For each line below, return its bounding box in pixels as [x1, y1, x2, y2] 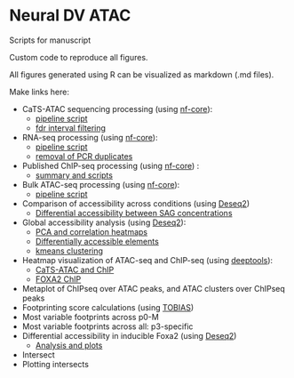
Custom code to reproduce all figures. [9, 52, 148, 62]
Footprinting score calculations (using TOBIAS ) [21, 302, 195, 312]
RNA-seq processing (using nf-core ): [21, 132, 158, 142]
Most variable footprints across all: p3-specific [21, 321, 194, 332]
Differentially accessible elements [35, 236, 160, 246]
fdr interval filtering [35, 122, 107, 133]
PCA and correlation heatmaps [35, 226, 148, 237]
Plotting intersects [21, 358, 89, 369]
